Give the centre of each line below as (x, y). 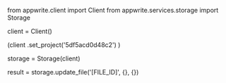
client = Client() (30, 31)
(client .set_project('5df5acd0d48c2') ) (64, 45)
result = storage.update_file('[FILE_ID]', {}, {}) (73, 72)
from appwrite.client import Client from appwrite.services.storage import (113, 10)
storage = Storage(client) (44, 58)
